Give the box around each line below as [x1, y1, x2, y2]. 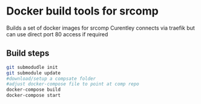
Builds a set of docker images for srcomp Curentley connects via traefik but [6, 24, 195, 31]
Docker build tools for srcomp [6, 4, 159, 18]
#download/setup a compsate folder [6, 76, 96, 82]
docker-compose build [6, 86, 61, 93]
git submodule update [6, 70, 61, 76]
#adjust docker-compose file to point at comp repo [6, 81, 139, 87]
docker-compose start [6, 93, 61, 99]
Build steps [6, 48, 50, 59]
